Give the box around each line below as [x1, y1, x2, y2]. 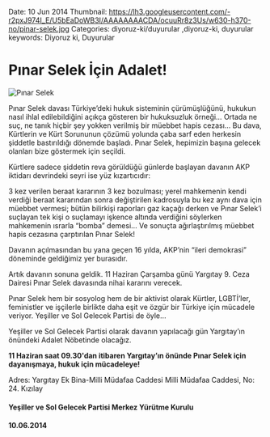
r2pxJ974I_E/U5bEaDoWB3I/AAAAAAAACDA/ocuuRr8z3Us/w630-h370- [8, 15, 251, 25]
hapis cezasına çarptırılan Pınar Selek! [8, 229, 136, 239]
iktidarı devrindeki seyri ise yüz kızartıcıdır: [8, 170, 151, 180]
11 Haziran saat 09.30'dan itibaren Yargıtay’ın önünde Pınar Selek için [8, 350, 247, 360]
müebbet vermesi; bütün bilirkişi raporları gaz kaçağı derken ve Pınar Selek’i [8, 203, 262, 213]
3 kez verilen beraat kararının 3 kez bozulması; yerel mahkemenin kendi [8, 186, 247, 196]
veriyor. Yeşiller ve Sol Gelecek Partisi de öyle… [8, 311, 167, 320]
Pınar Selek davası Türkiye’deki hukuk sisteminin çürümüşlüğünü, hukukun [8, 103, 256, 112]
